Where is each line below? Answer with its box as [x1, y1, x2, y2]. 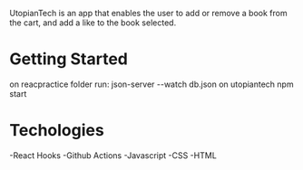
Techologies [9, 120, 104, 141]
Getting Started [9, 49, 129, 70]
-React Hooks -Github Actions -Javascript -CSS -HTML [9, 149, 218, 161]
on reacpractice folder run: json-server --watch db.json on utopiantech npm [9, 79, 294, 90]
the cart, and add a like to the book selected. [9, 17, 177, 28]
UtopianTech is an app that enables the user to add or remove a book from [9, 8, 288, 18]
